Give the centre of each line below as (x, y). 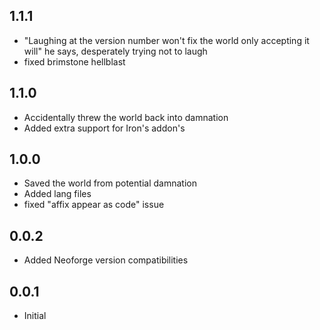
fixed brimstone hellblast (74, 61)
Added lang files (57, 194)
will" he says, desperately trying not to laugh (115, 51)
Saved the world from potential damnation (110, 183)
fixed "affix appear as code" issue (94, 205)
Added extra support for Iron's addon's (104, 128)
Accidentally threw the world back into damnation (126, 117)
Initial (35, 316)
